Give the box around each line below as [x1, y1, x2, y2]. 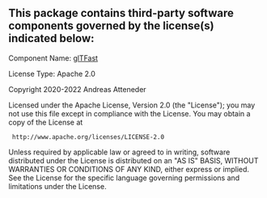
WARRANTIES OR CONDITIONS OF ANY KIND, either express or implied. [8, 164, 249, 174]
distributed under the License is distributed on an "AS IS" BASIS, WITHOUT [8, 155, 259, 165]
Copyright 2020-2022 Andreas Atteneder [8, 84, 147, 94]
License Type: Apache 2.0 [8, 69, 95, 78]
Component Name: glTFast [8, 53, 99, 63]
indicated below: [8, 32, 95, 45]
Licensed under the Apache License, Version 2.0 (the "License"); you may [8, 100, 256, 110]
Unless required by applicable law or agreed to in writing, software [8, 147, 231, 157]
